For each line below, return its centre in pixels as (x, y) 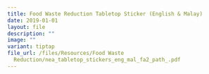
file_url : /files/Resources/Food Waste (66, 54)
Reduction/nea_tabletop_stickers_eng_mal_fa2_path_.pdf (97, 60)
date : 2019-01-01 (33, 20)
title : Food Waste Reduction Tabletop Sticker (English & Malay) (105, 14)
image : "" (22, 40)
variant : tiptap (31, 47)
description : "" (31, 33)
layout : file (26, 27)
